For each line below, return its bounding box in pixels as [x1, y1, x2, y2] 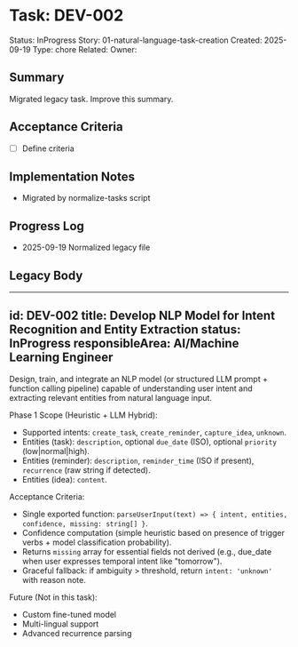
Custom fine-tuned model [21, 609, 117, 619]
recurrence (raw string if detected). [21, 464, 151, 475]
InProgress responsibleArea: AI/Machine [9, 336, 239, 351]
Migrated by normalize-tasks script [21, 193, 151, 204]
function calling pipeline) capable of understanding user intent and [9, 383, 253, 394]
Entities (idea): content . [21, 474, 108, 484]
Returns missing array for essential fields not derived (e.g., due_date [21, 546, 272, 556]
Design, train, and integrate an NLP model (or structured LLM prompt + [9, 373, 269, 384]
